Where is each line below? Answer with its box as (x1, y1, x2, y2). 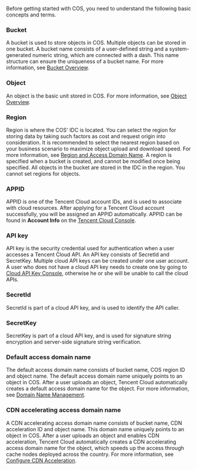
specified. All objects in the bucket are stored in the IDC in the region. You (6, 164, 185, 171)
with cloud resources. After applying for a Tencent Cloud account (6, 204, 165, 211)
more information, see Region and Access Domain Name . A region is (6, 151, 172, 158)
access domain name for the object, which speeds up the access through (6, 444, 184, 451)
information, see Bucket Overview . (6, 64, 89, 71)
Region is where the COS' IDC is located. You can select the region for (6, 126, 176, 133)
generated (6, 52, 31, 59)
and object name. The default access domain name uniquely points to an (6, 372, 183, 380)
